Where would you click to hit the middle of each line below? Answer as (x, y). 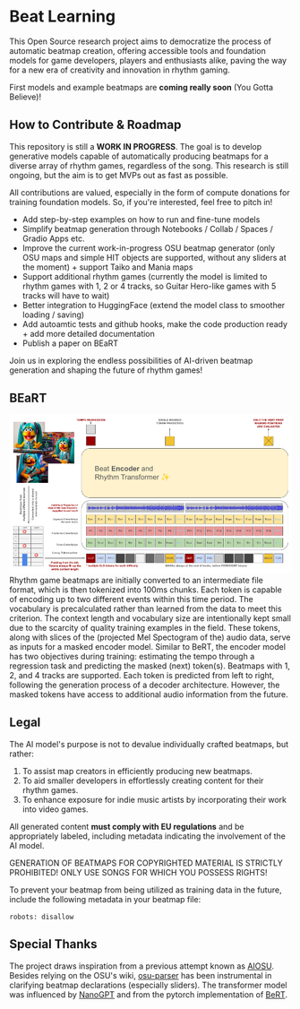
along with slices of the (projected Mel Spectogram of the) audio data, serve (150, 637)
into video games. (55, 809)
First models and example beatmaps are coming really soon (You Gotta (141, 87)
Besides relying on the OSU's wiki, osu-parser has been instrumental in (141, 975)
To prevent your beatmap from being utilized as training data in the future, (146, 890)
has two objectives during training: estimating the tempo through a (132, 657)
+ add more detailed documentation (88, 333)
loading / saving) (53, 315)
